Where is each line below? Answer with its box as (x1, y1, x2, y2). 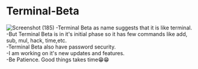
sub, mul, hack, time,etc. (6, 37, 67, 44)
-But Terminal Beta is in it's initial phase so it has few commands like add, (6, 30, 188, 37)
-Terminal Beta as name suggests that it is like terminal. (56, 24, 193, 31)
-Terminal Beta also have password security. (6, 43, 116, 50)
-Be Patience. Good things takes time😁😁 (6, 56, 110, 63)
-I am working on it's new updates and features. (6, 49, 125, 56)
